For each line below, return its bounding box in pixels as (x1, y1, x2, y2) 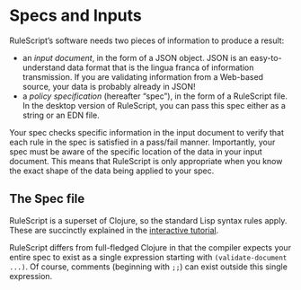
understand (22, 62, 66, 73)
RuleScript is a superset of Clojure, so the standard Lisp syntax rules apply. (9, 215, 288, 225)
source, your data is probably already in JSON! (22, 81, 196, 92)
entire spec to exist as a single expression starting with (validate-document (9, 251, 288, 262)
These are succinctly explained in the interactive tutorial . (9, 224, 219, 235)
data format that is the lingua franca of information (66, 62, 254, 73)
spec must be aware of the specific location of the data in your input (9, 145, 262, 157)
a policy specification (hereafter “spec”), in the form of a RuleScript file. (22, 91, 288, 101)
